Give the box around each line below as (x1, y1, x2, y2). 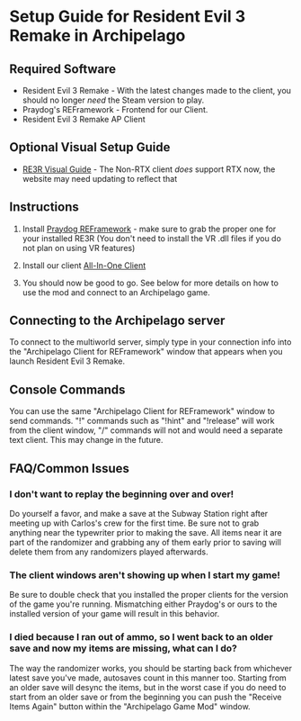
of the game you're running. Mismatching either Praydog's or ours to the (9, 599, 278, 609)
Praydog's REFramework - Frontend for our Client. (22, 104, 208, 114)
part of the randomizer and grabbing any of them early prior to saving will (9, 536, 281, 547)
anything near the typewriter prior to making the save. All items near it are (9, 527, 282, 537)
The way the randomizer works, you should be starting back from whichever (9, 662, 292, 673)
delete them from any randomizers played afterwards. (9, 546, 208, 557)
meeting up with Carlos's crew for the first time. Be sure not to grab (9, 518, 260, 528)
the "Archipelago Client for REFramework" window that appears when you (9, 347, 283, 357)
